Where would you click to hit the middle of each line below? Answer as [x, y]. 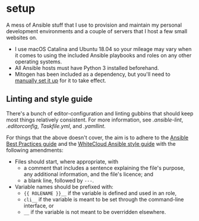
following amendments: [35, 150]
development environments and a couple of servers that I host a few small [97, 31]
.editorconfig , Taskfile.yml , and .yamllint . [56, 126]
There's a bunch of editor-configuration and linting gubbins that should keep [100, 113]
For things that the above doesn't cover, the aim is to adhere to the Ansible [97, 137]
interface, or [39, 206]
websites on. [22, 37]
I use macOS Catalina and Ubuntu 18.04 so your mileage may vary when [103, 49]
